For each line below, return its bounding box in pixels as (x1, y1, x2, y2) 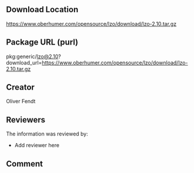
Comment (6, 158, 43, 169)
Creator (6, 82, 35, 93)
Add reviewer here (14, 142, 60, 149)
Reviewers (6, 114, 46, 125)
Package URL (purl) (6, 38, 79, 48)
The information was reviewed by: (6, 130, 89, 137)
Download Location (6, 5, 79, 15)
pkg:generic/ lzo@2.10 (6, 53, 59, 60)
